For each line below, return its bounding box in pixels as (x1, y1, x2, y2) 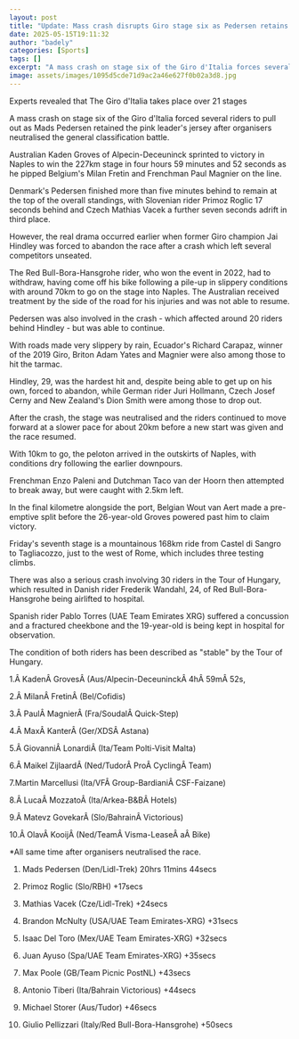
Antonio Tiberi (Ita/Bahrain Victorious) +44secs (21, 985, 197, 995)
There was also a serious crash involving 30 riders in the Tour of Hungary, (9, 574, 281, 585)
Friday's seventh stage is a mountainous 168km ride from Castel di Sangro (9, 538, 282, 548)
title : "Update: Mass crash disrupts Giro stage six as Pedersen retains (9, 21, 289, 30)
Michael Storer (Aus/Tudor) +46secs (21, 1002, 158, 1012)
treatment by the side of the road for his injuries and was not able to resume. (9, 295, 290, 306)
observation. (9, 630, 56, 640)
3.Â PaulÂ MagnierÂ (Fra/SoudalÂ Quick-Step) (9, 708, 180, 719)
